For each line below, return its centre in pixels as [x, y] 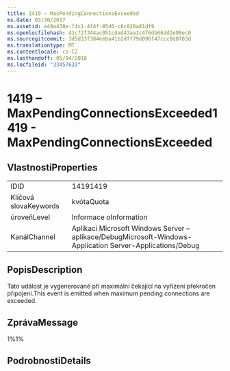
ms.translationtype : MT [41, 45]
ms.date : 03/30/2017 [37, 20]
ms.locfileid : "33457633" [44, 65]
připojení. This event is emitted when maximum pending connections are [108, 293]
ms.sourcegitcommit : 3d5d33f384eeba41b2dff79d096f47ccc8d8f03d [99, 39]
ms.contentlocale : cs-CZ [42, 52]
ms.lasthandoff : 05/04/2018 [47, 58]
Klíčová [22, 197]
